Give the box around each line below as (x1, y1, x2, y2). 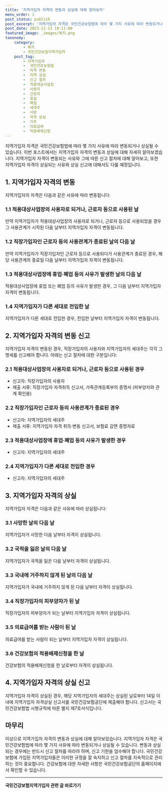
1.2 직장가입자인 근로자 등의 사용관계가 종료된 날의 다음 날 (5, 238, 135, 245)
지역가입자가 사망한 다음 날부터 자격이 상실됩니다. (5, 532, 101, 538)
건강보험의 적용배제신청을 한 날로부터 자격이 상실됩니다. (5, 662, 113, 668)
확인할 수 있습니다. (10, 767, 46, 773)
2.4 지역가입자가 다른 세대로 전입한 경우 (5, 463, 95, 469)
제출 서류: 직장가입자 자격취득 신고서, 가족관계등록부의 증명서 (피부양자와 (12, 384, 154, 390)
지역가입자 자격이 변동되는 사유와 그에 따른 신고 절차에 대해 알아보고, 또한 (15, 155, 158, 162)
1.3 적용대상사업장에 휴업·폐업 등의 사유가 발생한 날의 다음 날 (5, 270, 141, 277)
